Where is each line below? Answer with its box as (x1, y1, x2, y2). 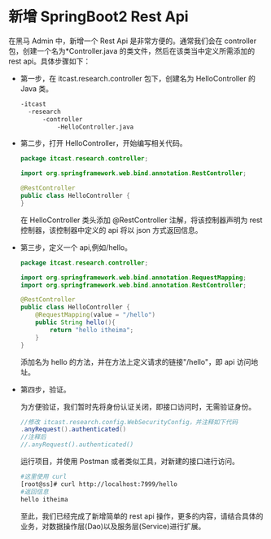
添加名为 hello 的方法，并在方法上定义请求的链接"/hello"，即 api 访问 (20, 357, 251, 366)
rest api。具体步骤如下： (8, 56, 91, 66)
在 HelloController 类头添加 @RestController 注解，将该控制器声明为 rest (20, 215, 263, 225)
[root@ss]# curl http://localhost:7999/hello (20, 480, 177, 489)
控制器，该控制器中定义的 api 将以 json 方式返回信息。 (20, 225, 203, 234)
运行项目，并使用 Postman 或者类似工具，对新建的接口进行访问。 (20, 457, 240, 467)
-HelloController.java (56, 123, 134, 131)
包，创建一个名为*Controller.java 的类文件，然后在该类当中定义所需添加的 (8, 46, 255, 55)
